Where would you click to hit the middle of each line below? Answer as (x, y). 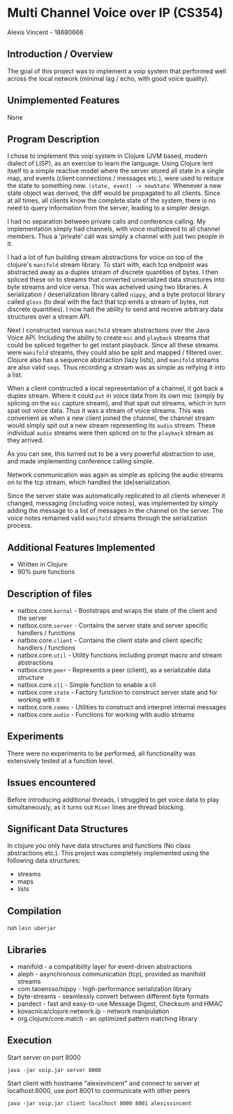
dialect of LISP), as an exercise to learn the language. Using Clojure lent (110, 164)
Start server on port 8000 (44, 1057)
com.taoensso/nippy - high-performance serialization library (104, 989)
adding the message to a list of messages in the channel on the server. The (115, 511)
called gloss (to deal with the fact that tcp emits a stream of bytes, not (108, 302)
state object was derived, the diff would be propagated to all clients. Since (114, 193)
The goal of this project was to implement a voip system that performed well (117, 71)
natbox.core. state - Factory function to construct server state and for (117, 692)
